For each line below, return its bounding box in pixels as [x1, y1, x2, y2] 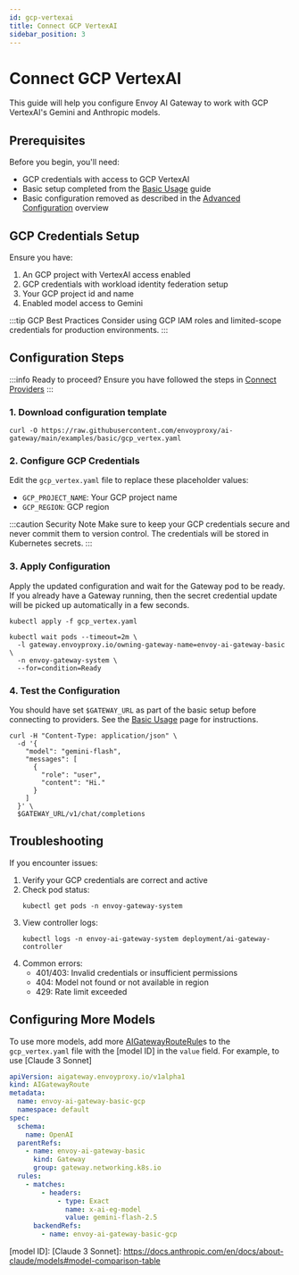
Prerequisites [9, 133, 86, 148]
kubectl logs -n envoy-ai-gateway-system [21, 934, 179, 943]
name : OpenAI [25, 1130, 74, 1139]
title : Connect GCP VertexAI [9, 21, 118, 30]
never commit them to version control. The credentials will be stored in [9, 529, 270, 539]
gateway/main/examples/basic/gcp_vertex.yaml [9, 434, 181, 443]
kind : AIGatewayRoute [9, 1080, 90, 1089]
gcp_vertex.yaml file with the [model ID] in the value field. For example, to [9, 1046, 279, 1056]
